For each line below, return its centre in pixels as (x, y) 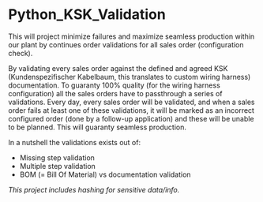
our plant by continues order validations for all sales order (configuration (126, 44)
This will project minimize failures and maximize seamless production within (131, 36)
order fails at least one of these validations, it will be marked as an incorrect (131, 110)
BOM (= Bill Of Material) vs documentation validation (105, 174)
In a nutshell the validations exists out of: (74, 142)
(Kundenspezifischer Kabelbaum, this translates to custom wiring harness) (130, 77)
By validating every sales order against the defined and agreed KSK (118, 68)
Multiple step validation (58, 166)
